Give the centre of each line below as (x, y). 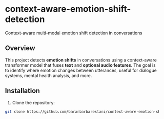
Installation (22, 91)
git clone (15, 111)
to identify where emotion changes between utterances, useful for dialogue (81, 70)
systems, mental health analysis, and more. (49, 75)
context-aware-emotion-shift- (68, 9)
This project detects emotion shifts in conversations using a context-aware (81, 60)
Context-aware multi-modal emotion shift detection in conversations (74, 33)
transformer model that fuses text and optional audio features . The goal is (81, 65)
